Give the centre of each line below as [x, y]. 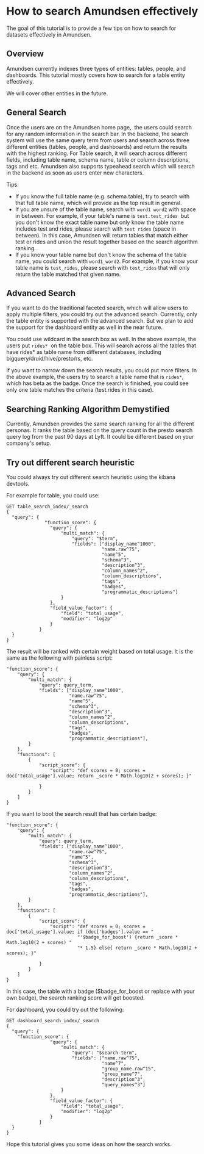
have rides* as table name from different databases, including [84, 352]
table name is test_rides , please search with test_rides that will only [102, 267]
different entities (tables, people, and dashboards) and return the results [97, 146]
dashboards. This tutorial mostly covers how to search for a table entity [96, 75]
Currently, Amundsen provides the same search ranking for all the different [100, 424]
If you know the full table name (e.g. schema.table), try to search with [102, 196]
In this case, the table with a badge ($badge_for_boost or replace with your [100, 991]
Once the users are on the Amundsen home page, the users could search [99, 127]
